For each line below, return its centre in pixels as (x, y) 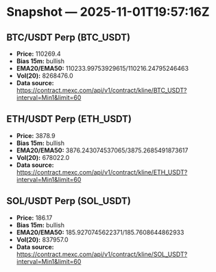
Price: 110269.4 (38, 54)
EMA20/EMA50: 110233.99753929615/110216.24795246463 (103, 68)
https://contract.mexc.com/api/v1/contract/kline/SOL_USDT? (102, 254)
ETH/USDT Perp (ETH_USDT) (69, 119)
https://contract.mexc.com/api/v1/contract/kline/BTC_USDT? (101, 90)
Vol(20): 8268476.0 (45, 76)
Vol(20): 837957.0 (42, 239)
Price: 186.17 (34, 218)
